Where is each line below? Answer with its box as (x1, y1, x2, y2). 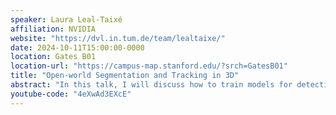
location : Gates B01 (10, 52, 97, 62)
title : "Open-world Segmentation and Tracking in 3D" (10, 71, 240, 81)
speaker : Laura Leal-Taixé (10, 14, 123, 25)
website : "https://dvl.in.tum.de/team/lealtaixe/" (10, 33, 226, 43)
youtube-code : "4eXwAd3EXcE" (10, 89, 132, 99)
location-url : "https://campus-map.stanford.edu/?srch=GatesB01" (10, 61, 288, 71)
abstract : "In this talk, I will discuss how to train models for (10, 80, 293, 90)
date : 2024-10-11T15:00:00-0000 (10, 42, 145, 53)
